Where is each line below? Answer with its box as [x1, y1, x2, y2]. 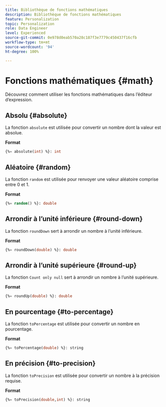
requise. [5, 378, 22, 384]
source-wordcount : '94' [5, 44, 55, 49]
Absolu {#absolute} [5, 111, 68, 120]
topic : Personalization [5, 21, 55, 26]
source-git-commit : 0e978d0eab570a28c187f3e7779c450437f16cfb [5, 35, 137, 40]
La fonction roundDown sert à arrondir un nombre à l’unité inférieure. [5, 228, 143, 234]
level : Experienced [5, 30, 46, 35]
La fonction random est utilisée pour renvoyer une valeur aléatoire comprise [5, 176, 159, 182]
